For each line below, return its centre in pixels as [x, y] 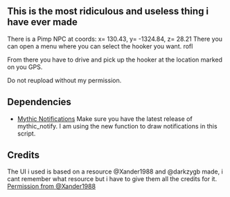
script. [26, 133]
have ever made [43, 22]
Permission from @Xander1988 [51, 187]
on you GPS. [25, 67]
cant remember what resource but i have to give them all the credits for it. [112, 179]
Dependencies [39, 102]
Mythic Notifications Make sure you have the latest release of [105, 119]
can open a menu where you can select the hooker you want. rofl [100, 46]
